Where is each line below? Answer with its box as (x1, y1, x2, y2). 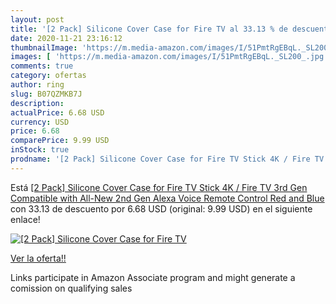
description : (10, 98, 65, 108)
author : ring (10, 80, 65, 90)
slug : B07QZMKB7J (10, 89, 83, 99)
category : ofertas (10, 71, 87, 81)
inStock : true (10, 145, 70, 155)
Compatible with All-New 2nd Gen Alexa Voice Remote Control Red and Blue (10, 192, 325, 204)
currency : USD (10, 117, 70, 127)
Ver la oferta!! (10, 252, 67, 264)
